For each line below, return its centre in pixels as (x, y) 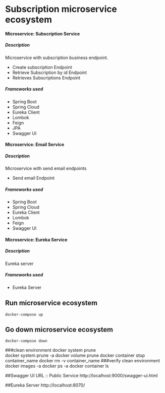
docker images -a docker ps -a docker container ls (57, 366)
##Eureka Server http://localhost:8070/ (45, 385)
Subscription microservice (61, 9)
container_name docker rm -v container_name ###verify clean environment (82, 361)
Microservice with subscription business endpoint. (57, 58)
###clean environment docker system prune (51, 350)
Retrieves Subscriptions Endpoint (46, 77)
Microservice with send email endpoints (46, 168)
